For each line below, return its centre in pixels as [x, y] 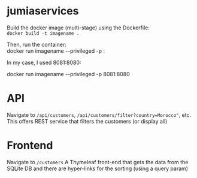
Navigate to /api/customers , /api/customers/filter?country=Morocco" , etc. [99, 114]
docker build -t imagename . [43, 33]
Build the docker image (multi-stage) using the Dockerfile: [78, 28]
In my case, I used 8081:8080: [44, 62]
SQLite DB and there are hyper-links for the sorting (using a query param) [97, 168]
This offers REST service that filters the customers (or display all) [87, 121]
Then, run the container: [37, 44]
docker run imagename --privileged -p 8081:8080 [69, 74]
